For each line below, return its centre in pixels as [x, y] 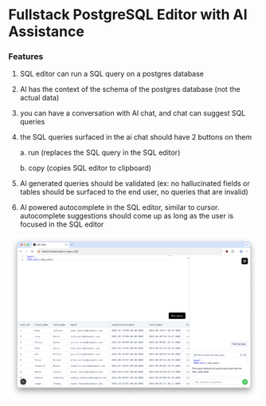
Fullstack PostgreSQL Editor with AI [128, 15]
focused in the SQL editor [62, 224]
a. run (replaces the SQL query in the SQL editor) [100, 152]
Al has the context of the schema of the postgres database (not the [130, 89]
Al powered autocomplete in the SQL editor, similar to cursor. [119, 207]
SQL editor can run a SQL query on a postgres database [112, 74]
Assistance [47, 32]
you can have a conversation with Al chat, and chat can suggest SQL [133, 113]
